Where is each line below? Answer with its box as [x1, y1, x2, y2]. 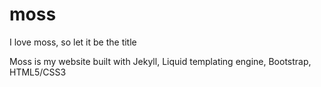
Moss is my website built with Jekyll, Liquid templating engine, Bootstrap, [9, 55, 312, 67]
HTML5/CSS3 [9, 66, 67, 78]
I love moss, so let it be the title [9, 36, 137, 48]
